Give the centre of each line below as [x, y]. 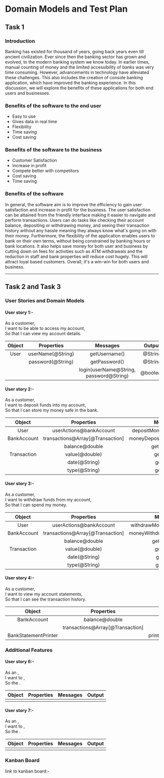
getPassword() [107, 362]
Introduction [20, 41]
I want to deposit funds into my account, [46, 405]
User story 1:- [19, 312]
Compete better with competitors [45, 171]
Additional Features [29, 650]
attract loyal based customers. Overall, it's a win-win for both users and [77, 261]
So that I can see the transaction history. [46, 599]
